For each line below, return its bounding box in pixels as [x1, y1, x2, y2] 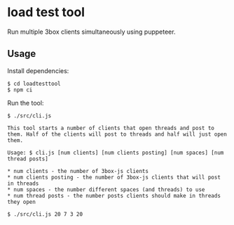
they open [7, 198, 36, 205]
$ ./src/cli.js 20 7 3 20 [7, 210, 83, 218]
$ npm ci [7, 86, 33, 94]
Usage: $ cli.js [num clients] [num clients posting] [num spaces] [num [7, 149, 224, 156]
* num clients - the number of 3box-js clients [7, 167, 149, 174]
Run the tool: [7, 98, 44, 107]
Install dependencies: [7, 66, 69, 75]
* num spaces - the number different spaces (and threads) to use [7, 186, 205, 193]
